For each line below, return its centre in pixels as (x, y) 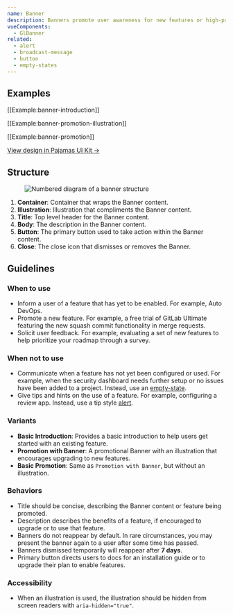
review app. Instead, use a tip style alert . (75, 403)
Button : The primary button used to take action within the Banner (110, 232)
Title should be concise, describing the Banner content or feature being (119, 506)
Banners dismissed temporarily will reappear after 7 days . (100, 550)
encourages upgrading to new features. (74, 458)
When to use (29, 288)
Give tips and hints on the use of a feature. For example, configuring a (117, 396)
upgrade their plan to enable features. (71, 565)
